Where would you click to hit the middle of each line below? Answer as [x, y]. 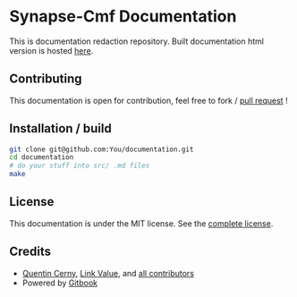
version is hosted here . [51, 50]
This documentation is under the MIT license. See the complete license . [141, 223]
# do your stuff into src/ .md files [80, 166]
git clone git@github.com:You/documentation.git [102, 149]
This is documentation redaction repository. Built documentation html [136, 41]
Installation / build [60, 128]
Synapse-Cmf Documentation [123, 17]
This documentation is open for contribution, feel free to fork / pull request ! [148, 100]
